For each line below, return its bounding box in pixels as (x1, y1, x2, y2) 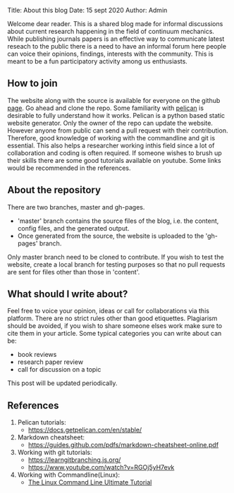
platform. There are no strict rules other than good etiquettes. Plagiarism (7, 314, 218, 323)
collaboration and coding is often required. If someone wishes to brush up (7, 148, 222, 157)
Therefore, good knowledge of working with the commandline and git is (7, 133, 216, 142)
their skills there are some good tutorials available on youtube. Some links (7, 156, 221, 164)
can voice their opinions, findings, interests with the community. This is (7, 49, 214, 58)
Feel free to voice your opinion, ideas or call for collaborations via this (7, 307, 210, 315)
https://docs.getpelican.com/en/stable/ (27, 426, 142, 434)
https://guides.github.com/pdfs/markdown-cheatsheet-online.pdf (27, 441, 219, 449)
